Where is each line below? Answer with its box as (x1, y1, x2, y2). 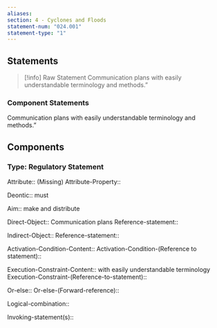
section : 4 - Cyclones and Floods (7, 17, 107, 24)
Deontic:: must (7, 191, 49, 199)
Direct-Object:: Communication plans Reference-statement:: (7, 218, 178, 226)
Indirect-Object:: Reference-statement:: (7, 231, 120, 239)
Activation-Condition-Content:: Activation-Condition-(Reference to (7, 245, 197, 253)
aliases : (7, 10, 32, 17)
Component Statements (7, 98, 90, 107)
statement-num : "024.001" (7, 23, 82, 30)
